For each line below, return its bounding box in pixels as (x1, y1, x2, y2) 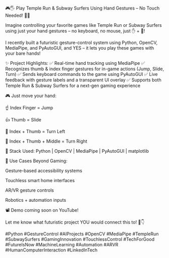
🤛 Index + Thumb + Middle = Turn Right (5, 138, 87, 144)
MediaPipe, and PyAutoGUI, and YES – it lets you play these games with (5, 45, 154, 51)
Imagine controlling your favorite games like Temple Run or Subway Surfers (5, 22, 162, 28)
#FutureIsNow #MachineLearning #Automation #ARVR (5, 242, 119, 247)
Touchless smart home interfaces (5, 178, 75, 183)
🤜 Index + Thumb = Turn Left (5, 128, 66, 134)
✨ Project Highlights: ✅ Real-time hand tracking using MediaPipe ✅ (5, 60, 145, 66)
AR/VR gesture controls (5, 187, 54, 193)
